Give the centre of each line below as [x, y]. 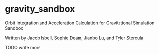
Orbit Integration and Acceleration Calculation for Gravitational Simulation [80, 23]
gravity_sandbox [40, 9]
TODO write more [23, 47]
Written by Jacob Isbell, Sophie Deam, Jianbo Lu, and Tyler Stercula [74, 38]
